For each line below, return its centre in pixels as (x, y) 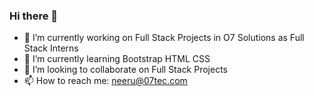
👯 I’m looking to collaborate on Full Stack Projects (126, 70)
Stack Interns (51, 48)
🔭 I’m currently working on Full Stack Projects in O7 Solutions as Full (164, 38)
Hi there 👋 (34, 16)
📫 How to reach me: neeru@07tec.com (105, 81)
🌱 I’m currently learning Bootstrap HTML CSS (117, 59)
